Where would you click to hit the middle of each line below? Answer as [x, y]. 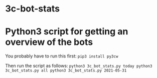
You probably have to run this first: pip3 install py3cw [62, 56]
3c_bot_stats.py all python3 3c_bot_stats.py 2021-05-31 [66, 70]
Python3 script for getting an [67, 32]
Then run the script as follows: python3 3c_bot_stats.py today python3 [79, 66]
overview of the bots [49, 42]
